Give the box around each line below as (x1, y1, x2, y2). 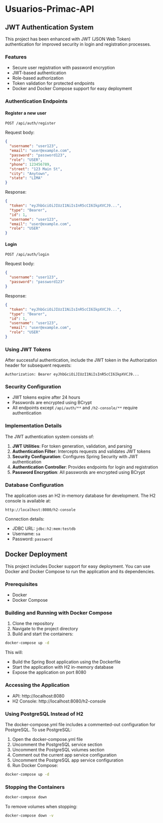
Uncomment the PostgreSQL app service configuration (12, 757, 124, 763)
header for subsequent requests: (5, 362, 72, 368)
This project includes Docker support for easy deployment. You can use (5, 563, 151, 569)
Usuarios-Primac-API (5, 3, 94, 15)
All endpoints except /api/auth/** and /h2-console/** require (12, 405, 138, 411)
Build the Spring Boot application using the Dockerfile (12, 659, 121, 665)
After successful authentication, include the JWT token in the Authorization (5, 357, 157, 363)
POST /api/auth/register (5, 121, 56, 126)
